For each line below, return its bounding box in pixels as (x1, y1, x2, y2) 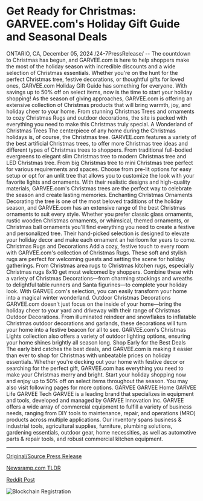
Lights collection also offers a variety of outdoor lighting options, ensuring (6, 332, 190, 340)
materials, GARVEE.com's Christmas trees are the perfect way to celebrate (6, 184, 192, 192)
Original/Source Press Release (6, 452, 82, 460)
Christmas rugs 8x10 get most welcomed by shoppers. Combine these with (6, 268, 193, 276)
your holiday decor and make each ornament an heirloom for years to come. (6, 236, 196, 243)
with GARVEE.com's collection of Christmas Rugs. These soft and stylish (6, 249, 187, 256)
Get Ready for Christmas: (6, 4, 137, 18)
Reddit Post (6, 476, 35, 483)
